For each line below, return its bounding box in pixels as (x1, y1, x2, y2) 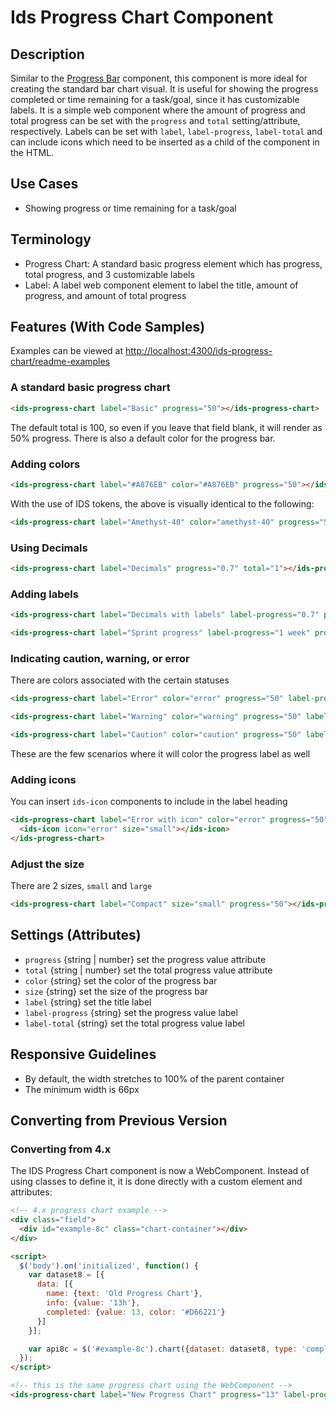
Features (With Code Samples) (10, 319, 206, 336)
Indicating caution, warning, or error (10, 651, 190, 665)
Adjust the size (10, 857, 85, 871)
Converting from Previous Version (10, 1112, 228, 1129)
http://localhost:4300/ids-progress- (124, 345, 273, 357)
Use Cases (10, 176, 79, 193)
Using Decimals (10, 541, 88, 555)
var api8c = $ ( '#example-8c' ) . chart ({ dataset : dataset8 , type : (28, 1344, 298, 1354)
